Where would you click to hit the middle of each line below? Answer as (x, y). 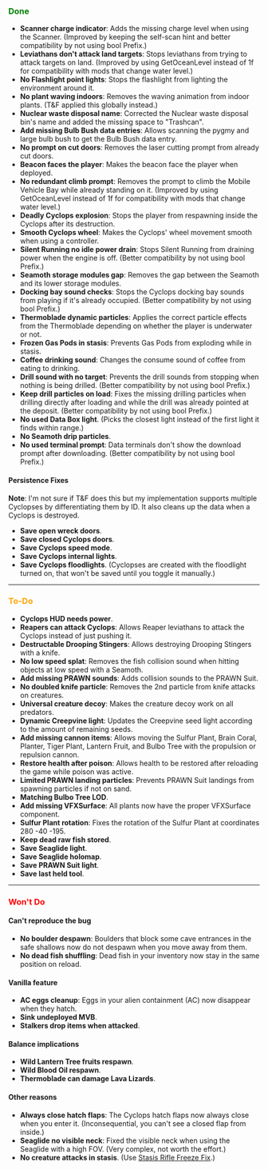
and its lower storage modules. (71, 284)
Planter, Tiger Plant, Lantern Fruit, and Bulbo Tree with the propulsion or (138, 746)
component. (39, 814)
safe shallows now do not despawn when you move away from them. (133, 947)
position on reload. (51, 964)
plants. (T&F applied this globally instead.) (89, 105)
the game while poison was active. (77, 771)
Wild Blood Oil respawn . (60, 1070)
